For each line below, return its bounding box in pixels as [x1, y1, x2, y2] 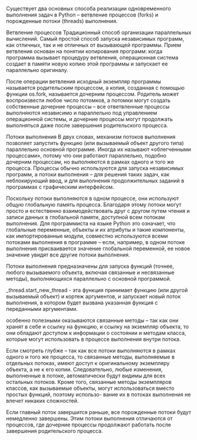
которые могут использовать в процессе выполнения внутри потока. [6, 336, 181, 343]
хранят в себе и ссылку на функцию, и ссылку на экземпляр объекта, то [6, 323, 189, 330]
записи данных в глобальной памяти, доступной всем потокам [6, 214, 165, 221]
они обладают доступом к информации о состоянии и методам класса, [6, 330, 186, 336]
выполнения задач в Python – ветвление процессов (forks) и [6, 11, 159, 18]
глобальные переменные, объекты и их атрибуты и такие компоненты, [6, 226, 185, 233]
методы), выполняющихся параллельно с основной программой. [6, 275, 172, 282]
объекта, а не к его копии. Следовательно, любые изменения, [6, 366, 163, 373]
